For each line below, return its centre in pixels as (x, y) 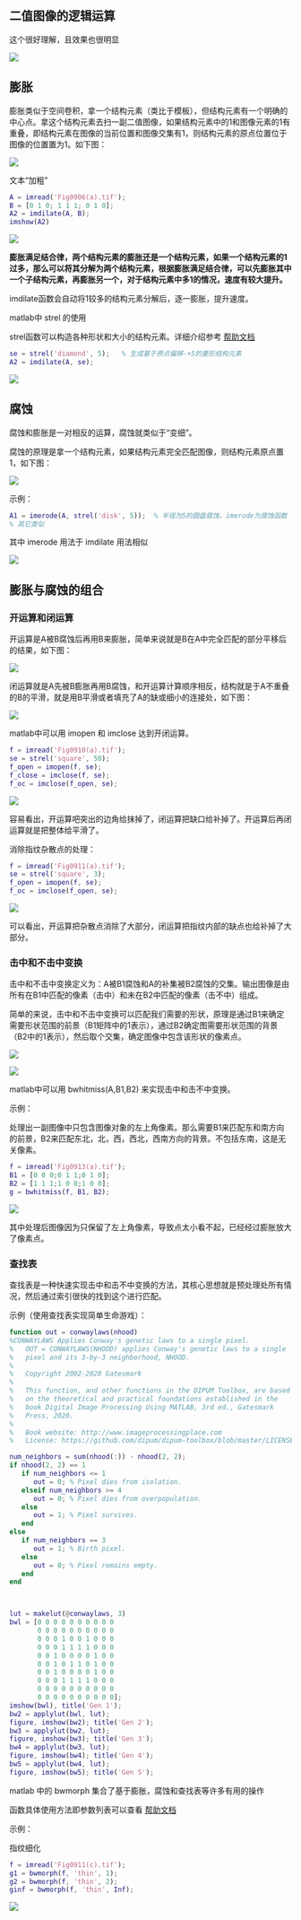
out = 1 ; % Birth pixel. (79, 1549)
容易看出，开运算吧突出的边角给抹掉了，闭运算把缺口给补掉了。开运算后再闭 (150, 818)
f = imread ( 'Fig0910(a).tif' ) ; (68, 751)
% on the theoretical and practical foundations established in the (144, 1399)
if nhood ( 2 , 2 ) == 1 (48, 1465)
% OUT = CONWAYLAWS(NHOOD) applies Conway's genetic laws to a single (148, 1348)
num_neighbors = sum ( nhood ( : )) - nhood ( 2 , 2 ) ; (98, 1457)
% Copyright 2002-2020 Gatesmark (76, 1374)
